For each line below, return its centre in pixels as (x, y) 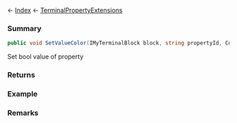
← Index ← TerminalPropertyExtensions (65, 10)
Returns (21, 75)
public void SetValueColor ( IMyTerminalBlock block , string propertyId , (115, 43)
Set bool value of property (45, 57)
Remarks (23, 112)
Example (23, 94)
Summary (25, 28)
